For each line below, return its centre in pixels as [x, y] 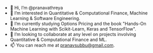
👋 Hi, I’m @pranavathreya [36, 8]
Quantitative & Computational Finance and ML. [58, 39]
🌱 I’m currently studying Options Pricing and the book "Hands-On [78, 23]
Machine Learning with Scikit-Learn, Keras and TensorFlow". [73, 29]
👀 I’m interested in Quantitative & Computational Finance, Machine [79, 13]
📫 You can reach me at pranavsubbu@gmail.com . [62, 45]
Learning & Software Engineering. [45, 18]
